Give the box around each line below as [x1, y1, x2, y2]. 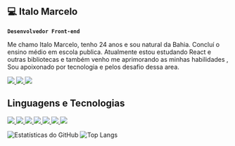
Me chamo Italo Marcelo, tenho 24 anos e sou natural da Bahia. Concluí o [7, 40, 220, 48]
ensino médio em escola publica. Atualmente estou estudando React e [7, 48, 212, 56]
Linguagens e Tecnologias [7, 98, 125, 109]
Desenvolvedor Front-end [7, 27, 80, 35]
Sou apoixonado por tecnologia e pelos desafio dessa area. [7, 62, 179, 71]
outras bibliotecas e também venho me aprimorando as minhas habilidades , [7, 55, 229, 63]
